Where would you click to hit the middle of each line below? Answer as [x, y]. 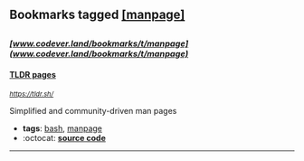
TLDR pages [33, 75]
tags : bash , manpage [62, 128]
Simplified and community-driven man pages [93, 110]
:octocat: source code [64, 137]
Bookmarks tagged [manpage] [97, 15]
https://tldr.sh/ [32, 94]
